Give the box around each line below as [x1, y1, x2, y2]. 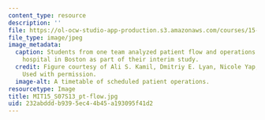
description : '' [8, 19, 62, 27]
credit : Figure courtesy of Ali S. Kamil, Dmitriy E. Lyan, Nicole [15, 63, 242, 71]
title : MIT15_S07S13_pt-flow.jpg [8, 92, 118, 100]
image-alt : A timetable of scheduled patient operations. [15, 77, 211, 85]
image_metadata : [8, 41, 62, 49]
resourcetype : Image [8, 84, 77, 93]
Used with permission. [22, 70, 97, 78]
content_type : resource [8, 11, 87, 20]
